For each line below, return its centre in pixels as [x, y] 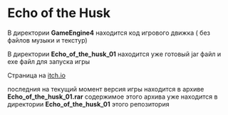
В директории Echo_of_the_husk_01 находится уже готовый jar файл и [114, 54]
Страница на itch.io [37, 75]
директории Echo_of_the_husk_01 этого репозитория [88, 104]
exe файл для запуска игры [49, 61]
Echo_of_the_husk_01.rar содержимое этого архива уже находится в [113, 97]
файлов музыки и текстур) [47, 40]
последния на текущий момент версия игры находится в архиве [106, 89]
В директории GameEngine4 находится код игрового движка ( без [109, 33]
